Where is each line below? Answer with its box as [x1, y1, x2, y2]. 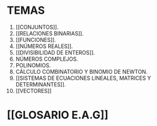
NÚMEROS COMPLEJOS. [15, 55, 79, 62]
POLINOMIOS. [15, 61, 51, 69]
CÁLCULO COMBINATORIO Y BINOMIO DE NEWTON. [15, 68, 148, 75]
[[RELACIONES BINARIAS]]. [15, 29, 84, 37]
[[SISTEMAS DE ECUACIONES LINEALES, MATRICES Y [15, 74, 151, 82]
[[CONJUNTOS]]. [15, 23, 59, 31]
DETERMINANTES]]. [15, 80, 66, 88]
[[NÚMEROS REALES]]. [15, 43, 73, 50]
